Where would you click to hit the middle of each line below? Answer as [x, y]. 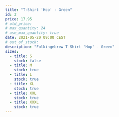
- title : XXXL [24, 103]
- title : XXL [23, 93]
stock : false [28, 61]
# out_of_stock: [22, 42]
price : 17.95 [19, 19]
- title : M [21, 65]
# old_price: [19, 24]
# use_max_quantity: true [32, 33]
